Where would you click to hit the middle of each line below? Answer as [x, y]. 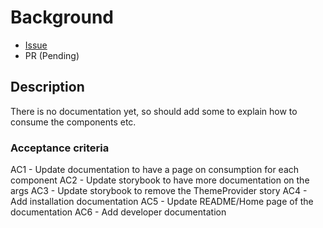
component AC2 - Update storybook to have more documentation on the [160, 180]
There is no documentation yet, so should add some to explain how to [154, 111]
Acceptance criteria [60, 148]
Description [47, 87]
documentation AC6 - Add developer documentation [118, 212]
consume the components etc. [73, 122]
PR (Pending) [52, 55]
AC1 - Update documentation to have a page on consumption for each [155, 170]
